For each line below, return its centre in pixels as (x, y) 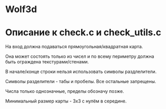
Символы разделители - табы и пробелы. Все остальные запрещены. (81, 82)
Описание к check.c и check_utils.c (83, 33)
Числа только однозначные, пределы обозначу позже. (65, 91)
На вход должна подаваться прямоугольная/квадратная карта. (74, 47)
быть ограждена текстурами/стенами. (47, 62)
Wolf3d (21, 9)
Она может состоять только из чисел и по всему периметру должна (80, 56)
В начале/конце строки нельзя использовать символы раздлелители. (81, 71)
